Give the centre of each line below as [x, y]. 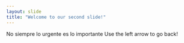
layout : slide [24, 11]
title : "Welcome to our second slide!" [56, 17]
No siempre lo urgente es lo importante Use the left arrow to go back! [92, 34]
